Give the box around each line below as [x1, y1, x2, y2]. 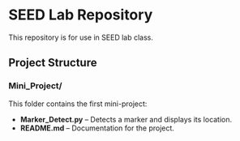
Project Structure [8, 56, 97, 70]
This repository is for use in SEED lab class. [8, 32, 154, 42]
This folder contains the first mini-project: [8, 99, 148, 109]
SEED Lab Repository [8, 6, 153, 24]
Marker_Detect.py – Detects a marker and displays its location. [19, 114, 233, 124]
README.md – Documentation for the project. [19, 123, 174, 133]
